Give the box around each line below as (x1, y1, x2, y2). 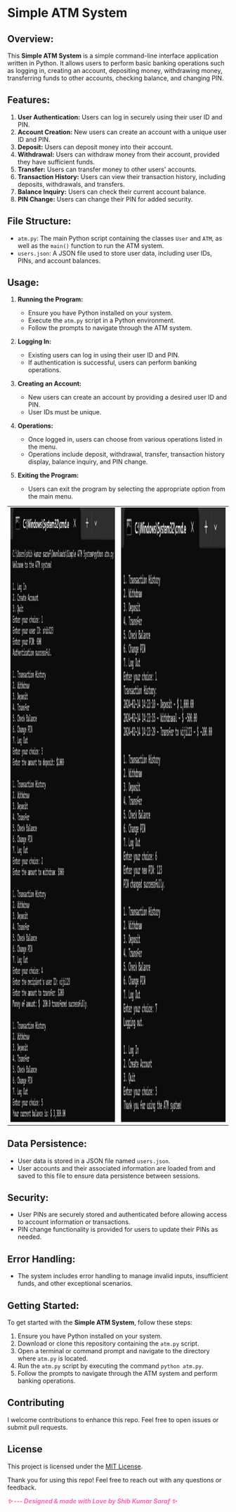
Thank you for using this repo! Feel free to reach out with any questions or (7, 1475, 222, 1484)
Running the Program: (17, 295, 84, 303)
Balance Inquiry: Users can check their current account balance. (17, 188, 206, 196)
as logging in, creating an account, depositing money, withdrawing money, (7, 67, 223, 74)
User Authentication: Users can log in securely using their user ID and (17, 112, 223, 121)
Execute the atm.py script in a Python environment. (27, 316, 176, 324)
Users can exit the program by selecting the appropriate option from (27, 485, 226, 493)
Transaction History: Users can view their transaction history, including (17, 172, 226, 180)
